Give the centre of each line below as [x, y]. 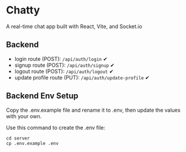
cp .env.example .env [32, 143]
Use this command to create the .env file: [56, 127]
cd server [18, 138]
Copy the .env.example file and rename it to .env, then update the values [93, 110]
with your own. [24, 116]
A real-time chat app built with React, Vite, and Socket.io [74, 26]
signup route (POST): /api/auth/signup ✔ [65, 65]
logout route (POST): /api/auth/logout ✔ [64, 71]
